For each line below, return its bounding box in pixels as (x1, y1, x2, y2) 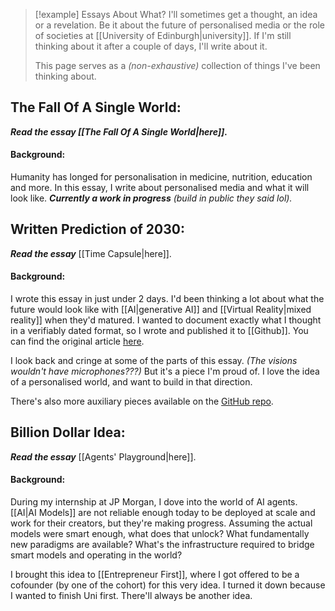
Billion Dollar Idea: (10, 424, 126, 441)
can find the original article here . (10, 335, 145, 348)
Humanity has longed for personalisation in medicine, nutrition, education (10, 171, 313, 183)
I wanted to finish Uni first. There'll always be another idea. (10, 590, 253, 602)
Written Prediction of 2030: (10, 221, 185, 238)
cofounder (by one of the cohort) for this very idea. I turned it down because (10, 579, 326, 591)
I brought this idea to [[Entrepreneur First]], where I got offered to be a (10, 569, 300, 581)
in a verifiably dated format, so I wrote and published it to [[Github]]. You (10, 325, 309, 337)
